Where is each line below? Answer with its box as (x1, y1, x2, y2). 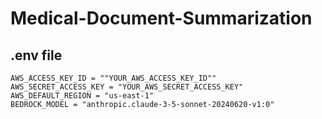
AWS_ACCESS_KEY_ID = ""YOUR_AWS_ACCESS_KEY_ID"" (10, 73, 217, 83)
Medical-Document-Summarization (10, 7, 313, 30)
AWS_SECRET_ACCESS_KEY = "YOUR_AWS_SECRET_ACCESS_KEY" (10, 82, 244, 92)
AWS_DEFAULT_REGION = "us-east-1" (10, 91, 155, 101)
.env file (10, 47, 63, 64)
